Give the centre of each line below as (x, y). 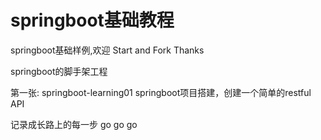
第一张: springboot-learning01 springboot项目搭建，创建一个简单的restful (161, 92)
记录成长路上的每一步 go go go (74, 124)
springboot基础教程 (92, 20)
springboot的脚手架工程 (59, 71)
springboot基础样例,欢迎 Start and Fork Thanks (107, 50)
